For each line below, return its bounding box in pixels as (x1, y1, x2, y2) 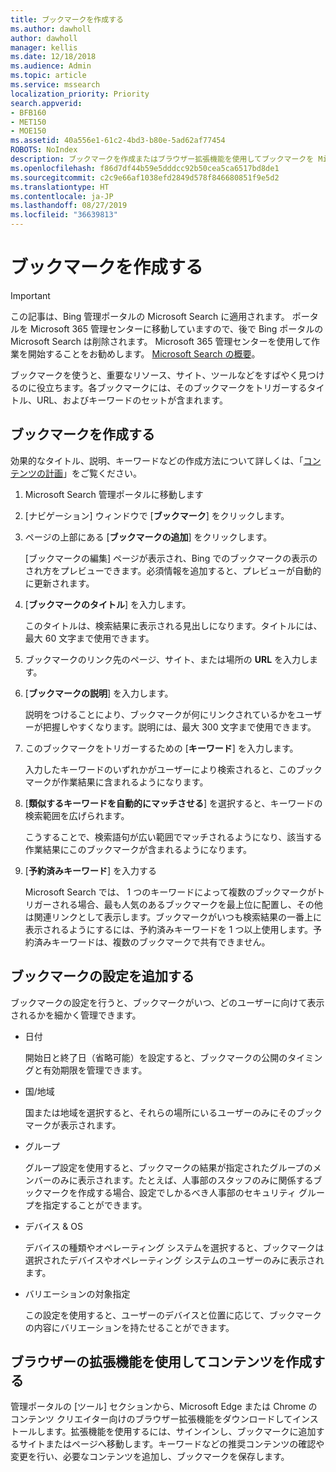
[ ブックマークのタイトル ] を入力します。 (24, 598, 192, 610)
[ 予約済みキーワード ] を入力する (24, 864, 157, 876)
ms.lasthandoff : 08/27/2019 (10, 201, 128, 211)
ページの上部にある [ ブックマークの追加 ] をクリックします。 (24, 531, 273, 543)
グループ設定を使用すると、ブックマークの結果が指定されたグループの (24, 1161, 313, 1173)
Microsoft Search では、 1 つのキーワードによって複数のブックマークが (24, 886, 317, 898)
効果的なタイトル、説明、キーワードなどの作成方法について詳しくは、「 (10, 454, 304, 466)
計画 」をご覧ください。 (44, 467, 142, 479)
